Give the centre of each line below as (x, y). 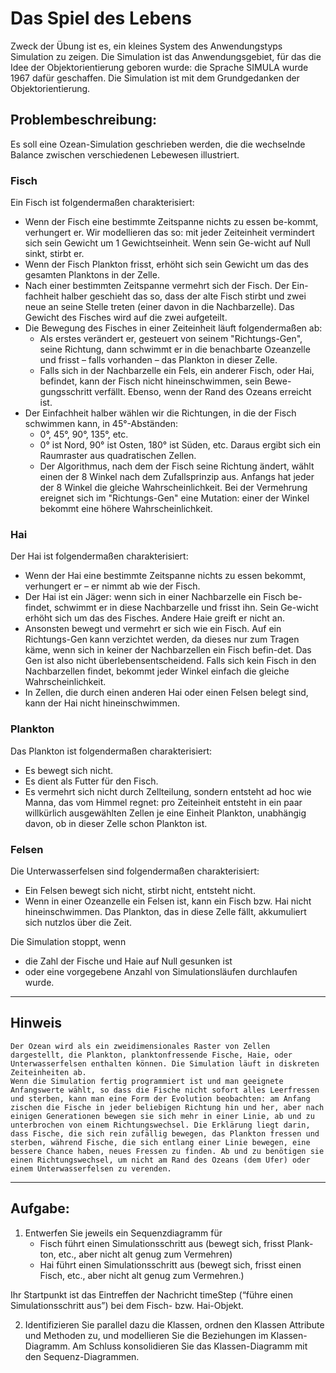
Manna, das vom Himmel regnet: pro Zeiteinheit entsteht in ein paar (163, 802)
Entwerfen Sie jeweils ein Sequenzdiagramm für (123, 1233)
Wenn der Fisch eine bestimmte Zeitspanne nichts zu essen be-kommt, (171, 222)
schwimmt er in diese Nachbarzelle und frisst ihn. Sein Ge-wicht (186, 608)
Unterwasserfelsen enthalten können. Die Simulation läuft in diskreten (165, 1063)
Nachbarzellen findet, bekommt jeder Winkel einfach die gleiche (157, 671)
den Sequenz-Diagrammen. (82, 1356)
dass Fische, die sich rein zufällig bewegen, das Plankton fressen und (165, 1133)
